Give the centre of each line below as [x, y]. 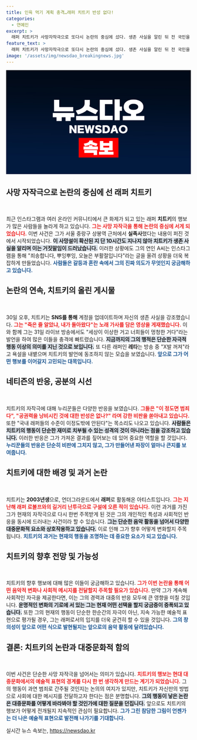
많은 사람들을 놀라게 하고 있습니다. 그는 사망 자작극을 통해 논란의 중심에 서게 [98, 226]
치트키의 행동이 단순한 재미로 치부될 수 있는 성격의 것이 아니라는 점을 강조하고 [93, 430]
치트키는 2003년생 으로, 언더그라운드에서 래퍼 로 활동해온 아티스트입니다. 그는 [94, 499]
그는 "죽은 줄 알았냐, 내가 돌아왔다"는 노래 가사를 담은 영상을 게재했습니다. [98, 324]
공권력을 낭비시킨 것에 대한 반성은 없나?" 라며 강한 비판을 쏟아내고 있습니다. [104, 416]
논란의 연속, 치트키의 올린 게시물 [61, 291]
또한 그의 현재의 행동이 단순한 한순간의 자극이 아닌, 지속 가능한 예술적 [102, 612]
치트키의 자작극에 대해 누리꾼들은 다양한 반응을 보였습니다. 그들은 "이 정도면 [92, 408]
